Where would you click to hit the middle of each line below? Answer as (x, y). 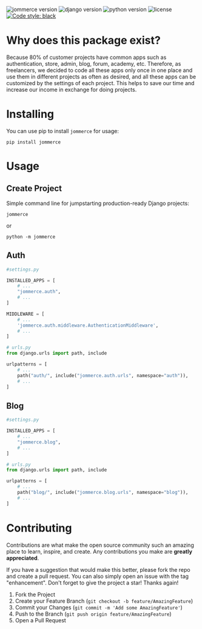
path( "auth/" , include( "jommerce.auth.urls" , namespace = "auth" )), (103, 375)
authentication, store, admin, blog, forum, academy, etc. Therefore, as (94, 63)
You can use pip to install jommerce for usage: (63, 131)
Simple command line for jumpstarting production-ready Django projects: (98, 203)
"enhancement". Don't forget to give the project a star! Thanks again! (93, 582)
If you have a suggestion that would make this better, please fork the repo (98, 569)
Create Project (34, 189)
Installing (30, 114)
